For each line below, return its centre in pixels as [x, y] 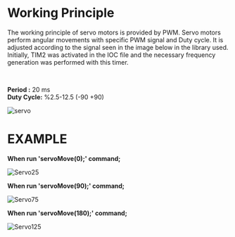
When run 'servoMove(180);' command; [68, 213]
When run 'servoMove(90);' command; [66, 186]
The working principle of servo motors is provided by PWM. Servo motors [114, 32]
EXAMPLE [37, 139]
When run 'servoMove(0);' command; [64, 158]
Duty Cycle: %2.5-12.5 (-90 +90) [56, 97]
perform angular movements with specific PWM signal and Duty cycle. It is [115, 39]
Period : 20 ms [29, 89]
